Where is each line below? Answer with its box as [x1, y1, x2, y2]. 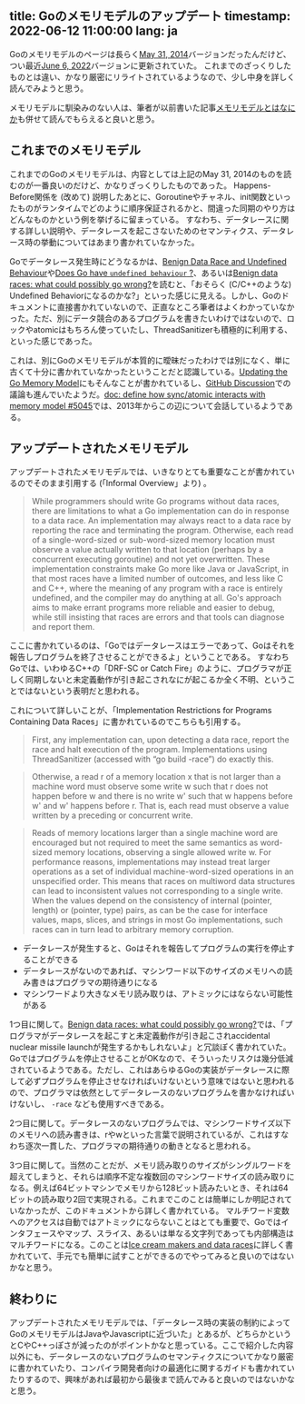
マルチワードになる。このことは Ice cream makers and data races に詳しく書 [9, 1240, 293, 1250]
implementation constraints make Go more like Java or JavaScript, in [31, 563, 289, 574]
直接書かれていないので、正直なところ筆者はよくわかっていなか [56, 301, 295, 312]
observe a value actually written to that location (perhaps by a [31, 544, 264, 555]
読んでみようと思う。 [9, 83, 89, 94]
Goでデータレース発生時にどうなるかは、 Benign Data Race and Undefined [9, 255, 288, 266]
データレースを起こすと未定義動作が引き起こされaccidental [48, 1031, 271, 1041]
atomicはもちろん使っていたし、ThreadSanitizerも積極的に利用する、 [33, 324, 293, 334]
